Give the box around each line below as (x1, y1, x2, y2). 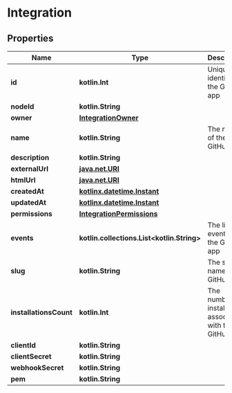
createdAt (10, 187, 45, 196)
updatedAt (10, 198, 47, 207)
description (10, 153, 50, 162)
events (10, 233, 34, 243)
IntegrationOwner (79, 113, 139, 122)
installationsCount (10, 308, 72, 317)
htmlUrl (10, 175, 36, 185)
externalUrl (10, 164, 48, 174)
